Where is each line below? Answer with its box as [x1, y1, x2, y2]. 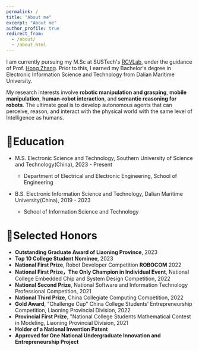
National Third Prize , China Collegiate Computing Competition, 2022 [14, 294, 184, 301]
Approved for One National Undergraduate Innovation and [14, 331, 162, 339]
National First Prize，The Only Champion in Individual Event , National [14, 268, 189, 275]
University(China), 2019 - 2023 [14, 196, 91, 203]
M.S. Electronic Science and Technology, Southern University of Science [14, 154, 193, 161]
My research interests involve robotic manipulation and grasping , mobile [6, 89, 187, 96]
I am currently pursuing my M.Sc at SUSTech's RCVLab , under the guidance [6, 58, 192, 65]
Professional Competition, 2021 [14, 287, 91, 294]
